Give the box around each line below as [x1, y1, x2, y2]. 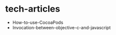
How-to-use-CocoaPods [12, 19, 64, 25]
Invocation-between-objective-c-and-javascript [12, 24, 111, 30]
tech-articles [5, 3, 61, 15]
